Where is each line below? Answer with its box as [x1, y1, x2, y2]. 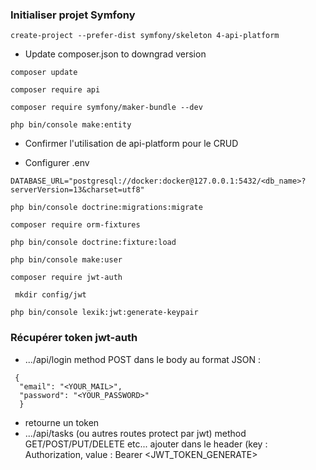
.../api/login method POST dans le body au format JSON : [24, 353, 262, 365]
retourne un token [24, 416, 100, 428]
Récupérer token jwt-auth [10, 331, 138, 345]
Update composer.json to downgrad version [24, 48, 207, 60]
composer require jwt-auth [10, 273, 123, 283]
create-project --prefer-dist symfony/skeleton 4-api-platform [10, 31, 280, 41]
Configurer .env [24, 157, 90, 169]
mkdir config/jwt [14, 290, 87, 300]
